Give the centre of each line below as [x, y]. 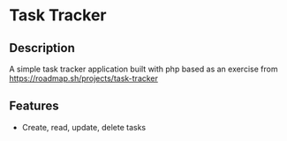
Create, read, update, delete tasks [84, 127]
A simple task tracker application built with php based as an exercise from [143, 69]
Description [42, 48]
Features [34, 106]
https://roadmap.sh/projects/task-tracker [84, 78]
